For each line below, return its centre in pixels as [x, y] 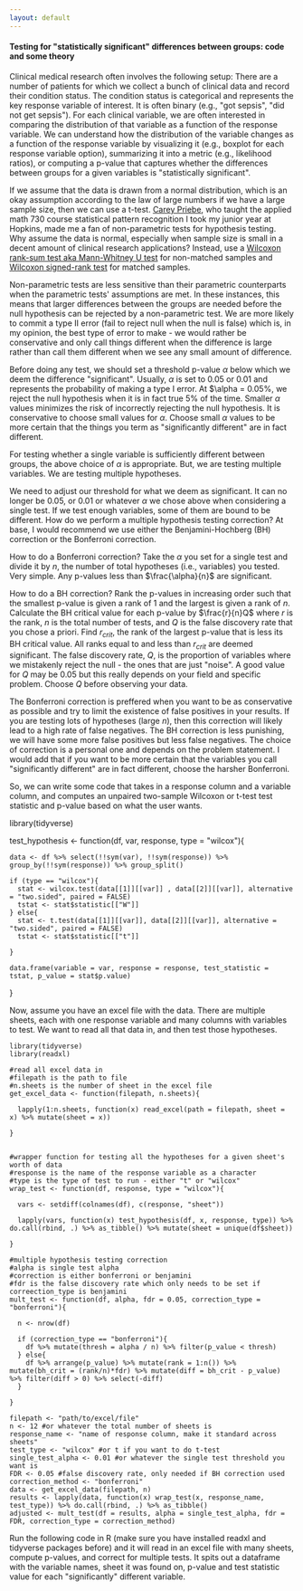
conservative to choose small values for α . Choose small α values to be [142, 417]
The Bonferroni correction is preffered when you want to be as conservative [151, 701]
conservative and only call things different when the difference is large [141, 342]
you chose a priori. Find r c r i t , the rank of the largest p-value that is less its [146, 633]
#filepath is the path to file [68, 1078]
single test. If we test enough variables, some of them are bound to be [140, 510]
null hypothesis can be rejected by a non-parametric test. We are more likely [151, 313]
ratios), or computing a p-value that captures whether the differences [139, 163]
